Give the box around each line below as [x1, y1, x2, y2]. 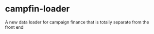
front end [5, 24, 24, 30]
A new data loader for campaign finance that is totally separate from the [5, 19, 149, 25]
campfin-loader [5, 3, 70, 14]
